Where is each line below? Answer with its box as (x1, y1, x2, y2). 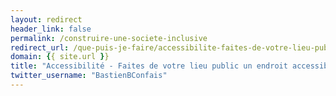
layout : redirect (10, 14, 83, 25)
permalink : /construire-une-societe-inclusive (10, 33, 208, 43)
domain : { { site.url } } (10, 52, 110, 62)
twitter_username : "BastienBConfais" (10, 71, 168, 81)
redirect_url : (10, 42, 70, 53)
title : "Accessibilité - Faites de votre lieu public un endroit (10, 61, 288, 71)
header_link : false (10, 24, 92, 34)
